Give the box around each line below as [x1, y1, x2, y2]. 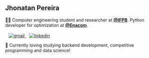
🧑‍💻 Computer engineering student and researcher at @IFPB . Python [5, 17, 145, 23]
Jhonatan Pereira [5, 4, 60, 12]
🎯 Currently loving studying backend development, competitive [5, 42, 134, 48]
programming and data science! [5, 47, 71, 53]
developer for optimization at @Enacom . [5, 22, 88, 28]
